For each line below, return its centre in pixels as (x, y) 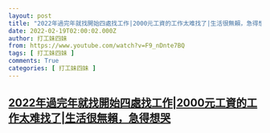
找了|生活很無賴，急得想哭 (105, 118)
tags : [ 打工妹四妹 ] (41, 53)
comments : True (34, 61)
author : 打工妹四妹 (38, 38)
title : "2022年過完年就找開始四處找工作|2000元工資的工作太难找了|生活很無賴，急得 (133, 23)
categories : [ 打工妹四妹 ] (52, 69)
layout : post (30, 16)
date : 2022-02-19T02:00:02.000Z (62, 31)
